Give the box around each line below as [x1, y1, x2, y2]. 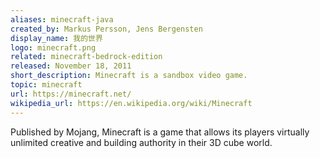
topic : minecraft [10, 80, 83, 90]
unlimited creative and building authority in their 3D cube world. [10, 136, 273, 148]
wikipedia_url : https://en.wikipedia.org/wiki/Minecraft [10, 98, 253, 108]
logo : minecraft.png [10, 42, 97, 53]
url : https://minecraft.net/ [10, 89, 132, 99]
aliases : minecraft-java [10, 14, 114, 25]
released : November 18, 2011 [10, 61, 132, 71]
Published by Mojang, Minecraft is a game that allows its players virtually [10, 126, 310, 138]
